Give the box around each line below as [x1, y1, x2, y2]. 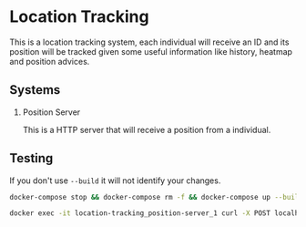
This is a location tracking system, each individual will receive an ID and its [9, 36, 290, 47]
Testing [9, 150, 54, 166]
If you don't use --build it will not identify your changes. [9, 175, 221, 186]
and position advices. [9, 56, 90, 67]
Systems [9, 82, 61, 98]
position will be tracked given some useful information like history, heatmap [9, 46, 293, 57]
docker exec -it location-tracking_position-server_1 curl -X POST [9, 209, 271, 218]
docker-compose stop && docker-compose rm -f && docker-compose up [9, 192, 271, 201]
